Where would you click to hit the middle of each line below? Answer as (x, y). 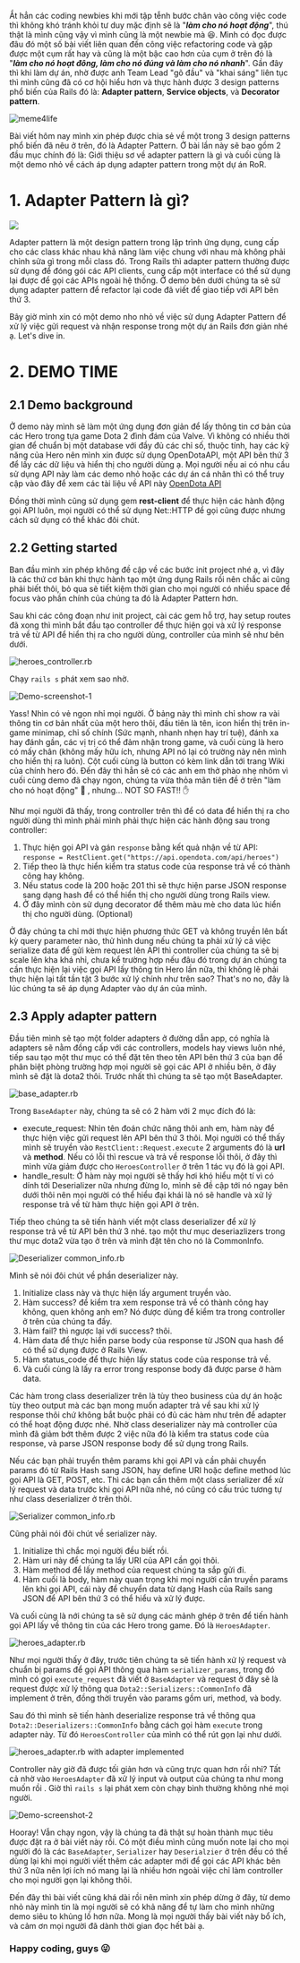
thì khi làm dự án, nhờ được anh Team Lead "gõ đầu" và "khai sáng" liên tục (149, 73)
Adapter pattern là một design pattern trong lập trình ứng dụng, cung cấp (144, 242)
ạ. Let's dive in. (37, 335)
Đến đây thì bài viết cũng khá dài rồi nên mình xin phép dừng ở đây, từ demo (150, 1897)
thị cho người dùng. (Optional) (77, 913)
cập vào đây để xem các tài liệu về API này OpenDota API (116, 483)
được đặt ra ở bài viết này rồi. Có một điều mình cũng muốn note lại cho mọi (149, 1841)
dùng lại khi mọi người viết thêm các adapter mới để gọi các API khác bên (145, 1861)
